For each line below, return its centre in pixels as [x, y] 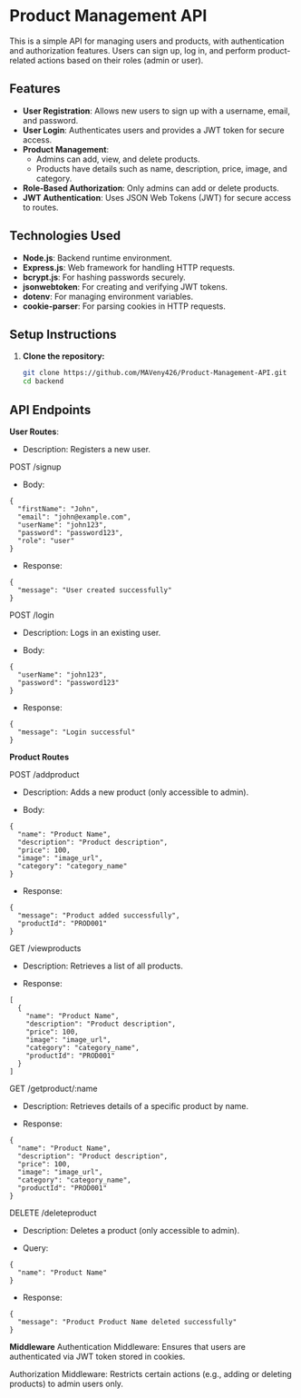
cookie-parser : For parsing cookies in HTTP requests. [124, 306]
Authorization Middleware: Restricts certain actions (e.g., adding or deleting [150, 1373]
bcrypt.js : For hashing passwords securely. [104, 277]
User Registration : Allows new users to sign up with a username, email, [156, 111]
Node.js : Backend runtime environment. [97, 258]
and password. [50, 120]
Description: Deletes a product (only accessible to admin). [131, 1230]
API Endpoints [50, 410]
